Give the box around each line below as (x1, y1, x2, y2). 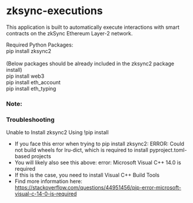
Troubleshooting (6, 115, 55, 124)
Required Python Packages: (6, 41, 74, 48)
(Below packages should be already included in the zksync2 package (6, 60, 175, 67)
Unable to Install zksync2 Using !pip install (6, 129, 109, 136)
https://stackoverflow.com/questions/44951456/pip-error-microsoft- (14, 184, 181, 191)
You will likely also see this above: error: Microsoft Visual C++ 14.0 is (14, 159, 181, 166)
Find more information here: (14, 178, 82, 185)
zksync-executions (6, 4, 103, 18)
